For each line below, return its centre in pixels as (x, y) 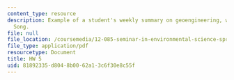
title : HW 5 (24, 59)
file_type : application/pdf (48, 46)
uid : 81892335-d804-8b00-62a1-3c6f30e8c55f (71, 65)
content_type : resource (42, 14)
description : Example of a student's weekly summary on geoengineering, (115, 20)
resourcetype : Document (42, 53)
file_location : (29, 40)
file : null (23, 33)
